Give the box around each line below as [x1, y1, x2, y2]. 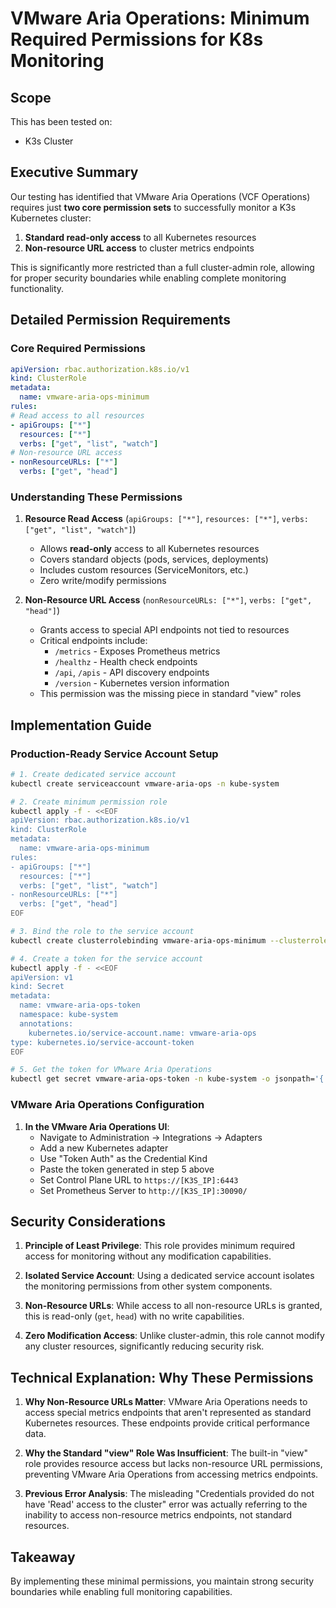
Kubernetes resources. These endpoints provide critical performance [24, 1417, 310, 1429]
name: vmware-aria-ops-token [19, 1000, 141, 1011]
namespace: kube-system [19, 1010, 118, 1020]
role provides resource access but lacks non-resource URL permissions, [24, 1458, 323, 1470]
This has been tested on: [10, 116, 113, 127]
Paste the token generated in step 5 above [39, 1163, 215, 1175]
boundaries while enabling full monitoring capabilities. [10, 1585, 233, 1597]
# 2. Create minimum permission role [10, 797, 168, 807]
